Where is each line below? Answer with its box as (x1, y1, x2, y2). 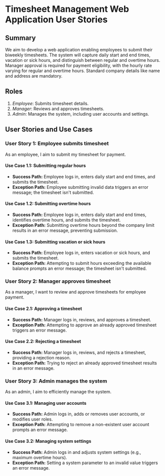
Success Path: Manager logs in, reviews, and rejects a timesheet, (12, 349, 146, 355)
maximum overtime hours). (12, 454, 68, 460)
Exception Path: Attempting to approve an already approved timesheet (12, 322, 157, 328)
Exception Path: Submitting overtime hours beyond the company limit (12, 222, 155, 228)
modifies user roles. (12, 416, 53, 422)
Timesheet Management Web (5, 3, 129, 15)
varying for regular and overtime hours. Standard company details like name (5, 68, 161, 74)
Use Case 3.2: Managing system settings (5, 438, 91, 444)
